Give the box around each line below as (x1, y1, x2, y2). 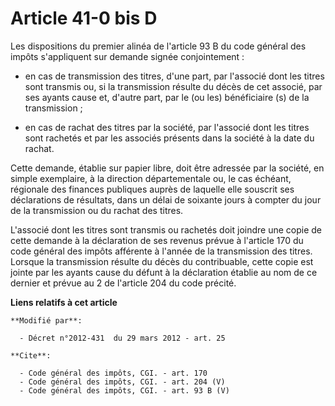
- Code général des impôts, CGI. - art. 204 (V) (19, 377, 226, 387)
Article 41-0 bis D (10, 7, 158, 30)
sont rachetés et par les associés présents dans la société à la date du (24, 132, 315, 144)
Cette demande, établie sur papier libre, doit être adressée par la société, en (10, 162, 325, 174)
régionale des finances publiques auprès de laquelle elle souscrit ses (10, 183, 295, 195)
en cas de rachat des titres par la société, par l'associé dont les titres (24, 121, 310, 133)
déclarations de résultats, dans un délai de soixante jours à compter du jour (10, 193, 322, 206)
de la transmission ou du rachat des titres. (10, 204, 184, 216)
